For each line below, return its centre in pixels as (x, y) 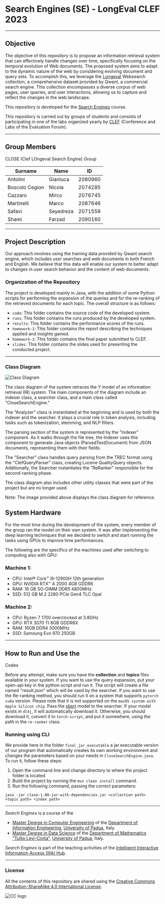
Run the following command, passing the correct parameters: (74, 786)
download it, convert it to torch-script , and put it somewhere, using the (78, 717)
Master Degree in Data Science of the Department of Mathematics (79, 833)
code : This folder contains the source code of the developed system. (81, 313)
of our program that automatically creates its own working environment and (82, 751)
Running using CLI (27, 735)
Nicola (56, 187)
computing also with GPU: (31, 555)
